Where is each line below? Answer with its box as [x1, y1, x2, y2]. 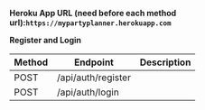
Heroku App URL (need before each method [9, 8, 177, 18]
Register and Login [9, 35, 82, 45]
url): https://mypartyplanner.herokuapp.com [9, 17, 172, 28]
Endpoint [73, 56, 115, 69]
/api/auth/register [57, 71, 131, 84]
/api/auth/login [57, 86, 119, 98]
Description [139, 56, 191, 69]
